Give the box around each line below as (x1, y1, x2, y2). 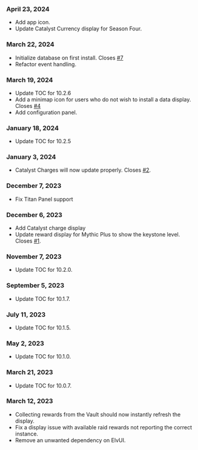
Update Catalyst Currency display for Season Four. (15, 25, 142, 32)
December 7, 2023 (6, 181, 62, 190)
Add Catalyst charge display (15, 224, 86, 232)
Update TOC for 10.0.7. (15, 381, 71, 389)
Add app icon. (15, 19, 50, 26)
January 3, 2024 (6, 153, 56, 161)
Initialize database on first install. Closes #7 (15, 54, 124, 61)
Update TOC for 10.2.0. (15, 266, 73, 274)
